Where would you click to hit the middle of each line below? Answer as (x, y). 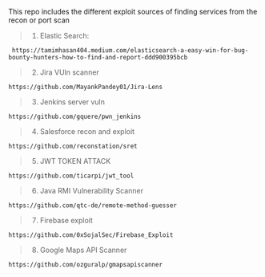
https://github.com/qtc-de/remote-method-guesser (93, 206)
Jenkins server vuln (72, 102)
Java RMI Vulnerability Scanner (92, 191)
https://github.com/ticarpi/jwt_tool (71, 176)
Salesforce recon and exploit (87, 131)
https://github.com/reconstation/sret (73, 146)
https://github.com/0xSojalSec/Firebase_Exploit (91, 235)
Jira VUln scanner (70, 72)
